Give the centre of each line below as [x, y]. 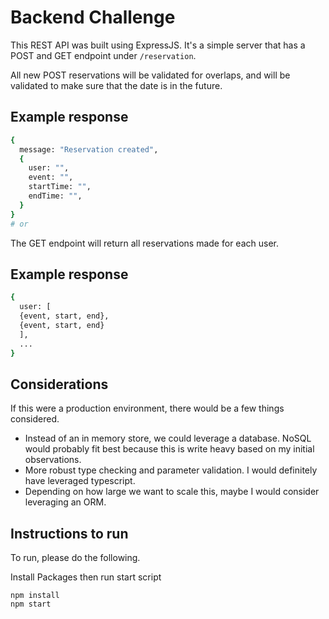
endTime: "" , [55, 196]
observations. [53, 460]
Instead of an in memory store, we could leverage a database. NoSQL [168, 438]
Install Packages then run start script [86, 577]
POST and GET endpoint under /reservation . [103, 55]
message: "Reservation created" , [89, 149]
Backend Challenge [93, 17]
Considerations [59, 384]
